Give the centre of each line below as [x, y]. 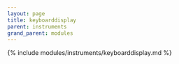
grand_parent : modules [40, 33]
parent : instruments [37, 26]
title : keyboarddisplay [42, 20]
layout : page [26, 14]
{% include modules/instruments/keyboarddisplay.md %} [90, 53]
